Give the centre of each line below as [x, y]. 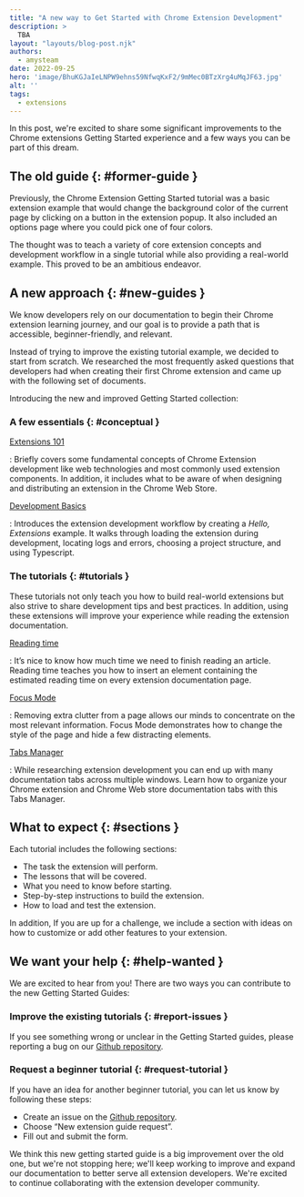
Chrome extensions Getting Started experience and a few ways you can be [150, 138]
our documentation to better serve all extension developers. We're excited [148, 1173]
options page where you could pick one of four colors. [111, 228]
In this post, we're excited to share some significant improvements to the [146, 128]
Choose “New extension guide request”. [97, 1126]
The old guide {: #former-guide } [104, 176]
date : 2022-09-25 [42, 69]
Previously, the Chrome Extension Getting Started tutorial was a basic [140, 198]
